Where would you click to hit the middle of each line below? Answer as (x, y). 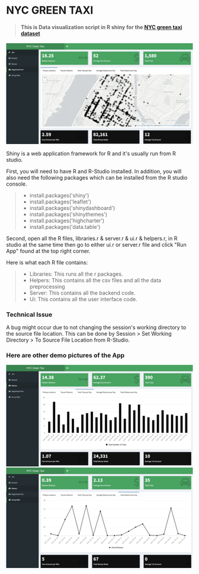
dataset (30, 33)
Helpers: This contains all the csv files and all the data (95, 280)
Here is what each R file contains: (47, 262)
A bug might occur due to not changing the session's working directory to (96, 327)
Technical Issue (29, 314)
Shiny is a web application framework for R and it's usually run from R (91, 153)
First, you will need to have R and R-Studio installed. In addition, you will (94, 171)
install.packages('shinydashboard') (72, 208)
